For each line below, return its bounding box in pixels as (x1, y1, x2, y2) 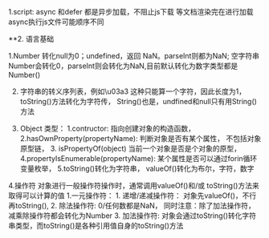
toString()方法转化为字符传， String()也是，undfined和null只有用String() (19, 97, 257, 106)
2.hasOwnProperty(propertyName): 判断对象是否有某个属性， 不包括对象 (19, 134, 262, 143)
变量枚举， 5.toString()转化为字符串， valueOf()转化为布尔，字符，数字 (19, 163, 255, 173)
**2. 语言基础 (8, 34, 55, 43)
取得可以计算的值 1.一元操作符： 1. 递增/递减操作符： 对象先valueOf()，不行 (8, 191, 257, 200)
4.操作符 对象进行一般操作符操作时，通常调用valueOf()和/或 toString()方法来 (8, 181, 259, 190)
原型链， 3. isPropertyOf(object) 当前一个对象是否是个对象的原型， (19, 143, 242, 153)
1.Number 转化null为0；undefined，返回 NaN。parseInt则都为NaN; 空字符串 (8, 51, 259, 60)
